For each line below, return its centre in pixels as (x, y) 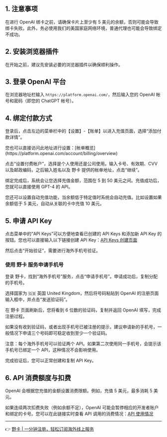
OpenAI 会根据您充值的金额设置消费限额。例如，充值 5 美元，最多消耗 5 (79, 391)
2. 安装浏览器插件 (32, 52)
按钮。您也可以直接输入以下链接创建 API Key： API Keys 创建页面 (71, 240)
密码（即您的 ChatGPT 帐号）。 (45, 101)
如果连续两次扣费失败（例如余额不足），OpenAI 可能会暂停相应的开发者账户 (82, 408)
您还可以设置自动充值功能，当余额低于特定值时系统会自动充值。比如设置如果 (83, 197)
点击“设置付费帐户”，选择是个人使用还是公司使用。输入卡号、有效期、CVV (82, 164)
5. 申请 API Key (29, 221)
